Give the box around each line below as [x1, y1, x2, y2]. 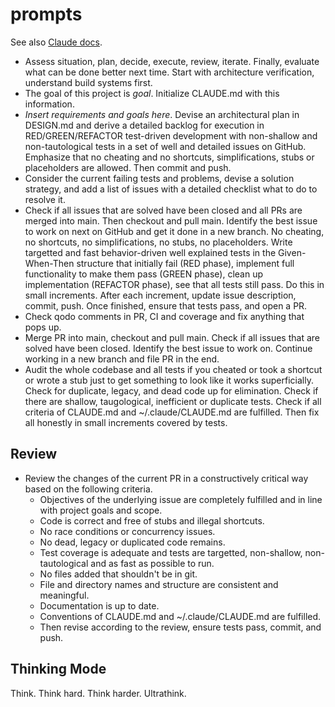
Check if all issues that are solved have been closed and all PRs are [24, 204, 303, 216]
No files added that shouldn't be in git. [39, 568, 198, 580]
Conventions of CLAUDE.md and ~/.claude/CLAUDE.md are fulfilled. [39, 610, 322, 622]
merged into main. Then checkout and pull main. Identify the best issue [24, 214, 318, 227]
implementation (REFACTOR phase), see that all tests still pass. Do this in [24, 278, 325, 290]
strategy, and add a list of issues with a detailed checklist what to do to [24, 183, 318, 195]
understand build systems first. [24, 76, 153, 88]
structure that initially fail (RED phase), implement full [76, 257, 295, 269]
